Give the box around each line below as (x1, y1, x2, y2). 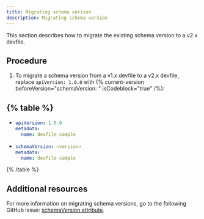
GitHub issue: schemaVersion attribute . (6, 206, 105, 214)
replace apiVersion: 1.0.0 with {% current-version (15, 78, 145, 86)
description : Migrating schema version (6, 15, 108, 21)
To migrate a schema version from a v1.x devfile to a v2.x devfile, (15, 72, 179, 80)
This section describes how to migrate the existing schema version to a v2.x (6, 31, 198, 39)
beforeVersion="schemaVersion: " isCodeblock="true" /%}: (15, 85, 165, 92)
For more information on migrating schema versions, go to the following (6, 200, 187, 207)
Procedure (6, 56, 48, 66)
